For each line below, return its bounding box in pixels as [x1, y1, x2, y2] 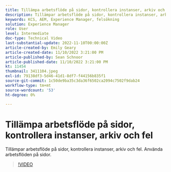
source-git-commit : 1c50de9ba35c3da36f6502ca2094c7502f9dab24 [5, 78, 140, 83]
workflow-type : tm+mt [5, 83, 51, 88]
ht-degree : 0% [5, 92, 36, 97]
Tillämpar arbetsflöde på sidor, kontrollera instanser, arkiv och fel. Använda [5, 146, 163, 152]
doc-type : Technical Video [5, 36, 63, 41]
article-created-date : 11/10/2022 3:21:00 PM [5, 50, 103, 55]
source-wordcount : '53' [5, 87, 56, 93]
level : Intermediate [5, 31, 49, 36]
